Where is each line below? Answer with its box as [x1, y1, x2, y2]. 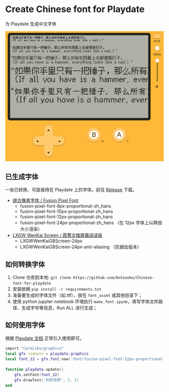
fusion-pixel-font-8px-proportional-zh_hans [20, 203, 112, 209]
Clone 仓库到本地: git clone [12, 274, 71, 280]
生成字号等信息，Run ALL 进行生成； [21, 305, 98, 311]
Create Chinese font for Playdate [5, 4, 145, 15]
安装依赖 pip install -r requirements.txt [12, 286, 102, 292]
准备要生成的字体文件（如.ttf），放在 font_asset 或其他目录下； [12, 292, 143, 299]
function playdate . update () [5, 367, 64, 372]
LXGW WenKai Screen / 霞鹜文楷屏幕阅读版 [12, 232, 103, 238]
